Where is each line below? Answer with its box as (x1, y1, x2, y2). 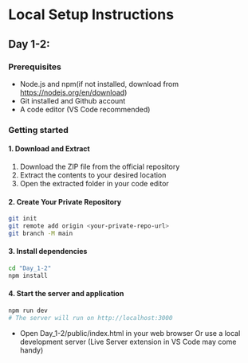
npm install (8, 271, 48, 279)
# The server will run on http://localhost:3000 (8, 314, 173, 322)
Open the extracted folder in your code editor (19, 179, 169, 188)
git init (8, 215, 37, 223)
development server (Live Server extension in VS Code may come (19, 337, 237, 346)
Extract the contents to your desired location (19, 170, 167, 180)
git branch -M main (8, 229, 73, 237)
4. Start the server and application (8, 289, 124, 299)
